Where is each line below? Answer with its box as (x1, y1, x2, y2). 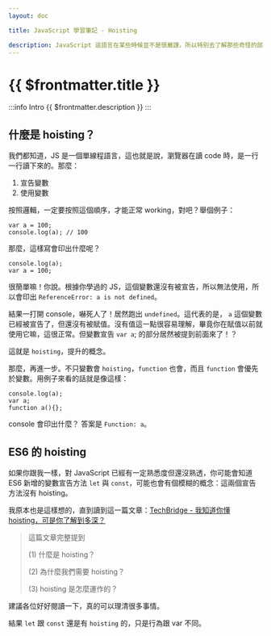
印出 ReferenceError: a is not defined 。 (22, 292, 162, 302)
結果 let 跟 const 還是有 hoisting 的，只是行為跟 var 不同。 (8, 618, 206, 628)
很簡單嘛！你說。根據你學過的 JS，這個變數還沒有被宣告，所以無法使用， (8, 282, 252, 291)
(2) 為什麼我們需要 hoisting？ (27, 567, 125, 576)
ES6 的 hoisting (8, 445, 87, 458)
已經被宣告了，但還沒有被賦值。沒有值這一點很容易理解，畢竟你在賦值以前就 (8, 320, 263, 329)
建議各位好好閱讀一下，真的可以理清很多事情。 (8, 600, 164, 610)
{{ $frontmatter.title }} (8, 76, 161, 94)
